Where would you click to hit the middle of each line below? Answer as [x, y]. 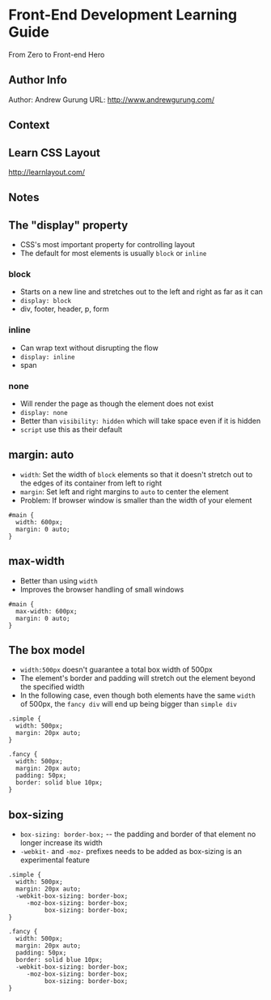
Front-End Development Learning [123, 15]
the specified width [52, 687]
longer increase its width [61, 843]
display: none [44, 413]
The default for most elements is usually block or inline [113, 254]
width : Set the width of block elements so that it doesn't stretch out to [136, 474]
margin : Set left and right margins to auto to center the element [124, 491]
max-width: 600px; [47, 611]
